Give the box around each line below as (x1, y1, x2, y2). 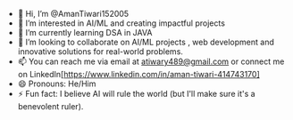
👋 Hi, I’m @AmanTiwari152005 (17, 9, 130, 19)
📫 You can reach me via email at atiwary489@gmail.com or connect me (17, 56, 285, 67)
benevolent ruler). (17, 101, 84, 111)
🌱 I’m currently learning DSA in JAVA (17, 28, 153, 37)
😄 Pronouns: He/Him (17, 78, 96, 89)
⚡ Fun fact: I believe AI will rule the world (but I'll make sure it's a (17, 89, 256, 99)
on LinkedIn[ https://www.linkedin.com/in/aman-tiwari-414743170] (17, 69, 261, 79)
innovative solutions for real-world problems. (17, 46, 183, 57)
